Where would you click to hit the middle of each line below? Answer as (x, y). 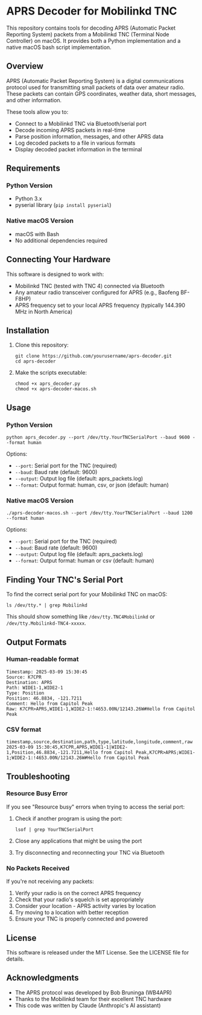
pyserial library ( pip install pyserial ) (63, 205)
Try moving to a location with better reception (72, 913)
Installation (28, 330)
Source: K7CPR (24, 677)
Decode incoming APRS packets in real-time (70, 130)
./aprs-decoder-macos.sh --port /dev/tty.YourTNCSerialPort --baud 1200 (99, 513)
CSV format (24, 729)
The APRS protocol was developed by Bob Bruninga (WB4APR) (93, 992)
